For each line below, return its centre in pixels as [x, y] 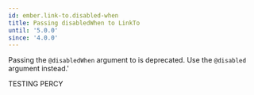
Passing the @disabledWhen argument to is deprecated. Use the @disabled [127, 60]
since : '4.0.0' [33, 38]
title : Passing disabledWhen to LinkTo [74, 23]
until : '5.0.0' [33, 30]
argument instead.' [39, 69]
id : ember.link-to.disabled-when [63, 15]
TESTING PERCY [36, 84]
